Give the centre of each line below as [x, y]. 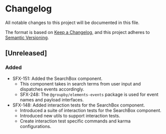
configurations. [35, 126]
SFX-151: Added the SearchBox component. [57, 78]
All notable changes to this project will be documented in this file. [72, 22]
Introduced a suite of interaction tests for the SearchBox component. [90, 110]
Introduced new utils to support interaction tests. [70, 115]
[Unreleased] [26, 53]
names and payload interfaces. [52, 99]
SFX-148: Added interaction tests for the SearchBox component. [78, 105]
